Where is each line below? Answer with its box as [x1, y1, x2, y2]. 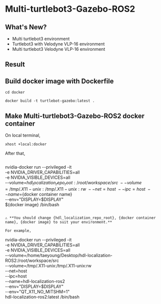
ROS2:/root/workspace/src [5, 258, 60, 263]
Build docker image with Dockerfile [5, 77, 114, 85]
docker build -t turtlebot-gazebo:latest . [5, 99, 95, 104]
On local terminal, [5, 132, 40, 138]
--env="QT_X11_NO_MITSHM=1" [5, 288, 70, 294]
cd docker [5, 90, 25, 95]
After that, [5, 151, 25, 156]
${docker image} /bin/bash [5, 201, 60, 207]
